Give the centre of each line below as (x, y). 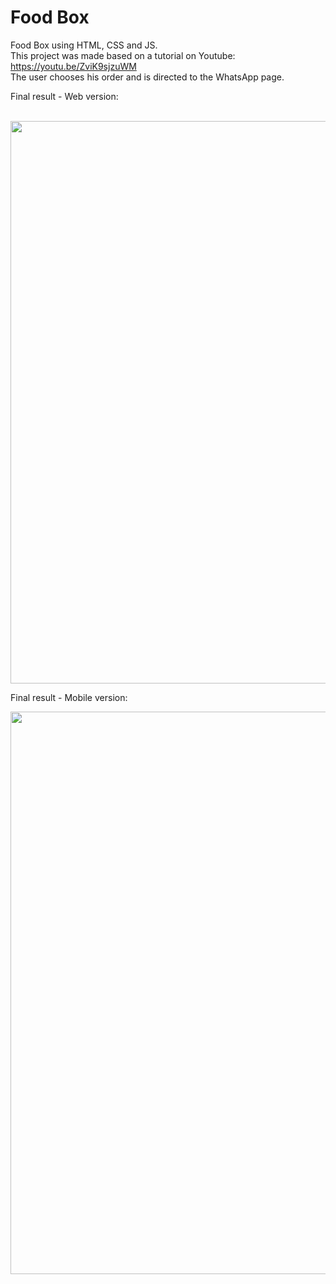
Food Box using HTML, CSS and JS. (84, 45)
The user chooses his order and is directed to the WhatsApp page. (147, 77)
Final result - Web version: (64, 96)
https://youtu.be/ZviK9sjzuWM (73, 66)
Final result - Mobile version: (69, 697)
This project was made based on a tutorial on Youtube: (123, 55)
